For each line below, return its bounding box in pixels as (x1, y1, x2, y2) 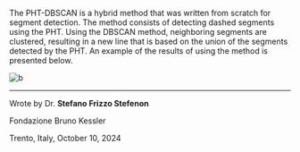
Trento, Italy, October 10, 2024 (9, 133, 122, 143)
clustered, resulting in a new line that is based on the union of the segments (9, 36, 288, 46)
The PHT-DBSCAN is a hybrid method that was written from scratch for (9, 8, 271, 18)
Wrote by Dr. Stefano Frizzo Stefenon (9, 98, 149, 108)
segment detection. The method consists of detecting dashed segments (9, 17, 275, 28)
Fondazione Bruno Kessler (9, 115, 106, 126)
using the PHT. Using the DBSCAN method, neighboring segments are (9, 27, 268, 37)
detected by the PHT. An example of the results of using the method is (9, 46, 268, 56)
